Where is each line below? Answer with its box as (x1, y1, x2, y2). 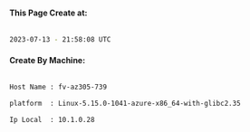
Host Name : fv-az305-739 (9, 82, 107, 92)
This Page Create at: (9, 7, 88, 18)
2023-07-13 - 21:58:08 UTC (9, 35, 111, 44)
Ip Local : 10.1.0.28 (9, 116, 95, 125)
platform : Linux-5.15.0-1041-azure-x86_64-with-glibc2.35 (9, 99, 242, 108)
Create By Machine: (9, 54, 86, 65)
